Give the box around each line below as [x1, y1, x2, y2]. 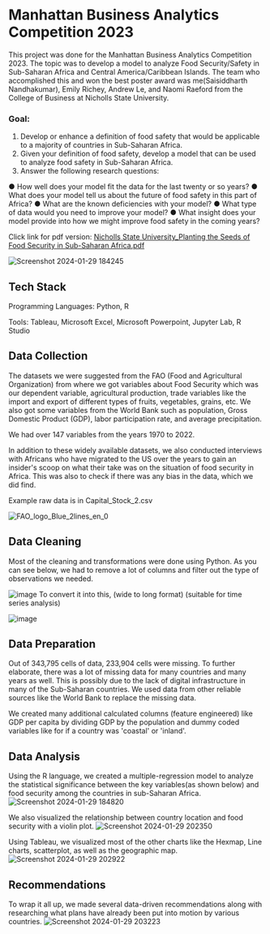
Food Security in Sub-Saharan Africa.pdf [8, 241, 145, 251]
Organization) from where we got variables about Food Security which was [8, 379, 259, 389]
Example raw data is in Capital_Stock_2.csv [8, 495, 153, 505]
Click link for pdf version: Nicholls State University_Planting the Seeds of [8, 232, 251, 242]
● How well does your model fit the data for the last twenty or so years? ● [8, 182, 258, 192]
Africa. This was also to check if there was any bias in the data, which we [8, 471, 254, 480]
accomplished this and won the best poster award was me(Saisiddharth [8, 75, 248, 85]
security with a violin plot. [8, 821, 95, 831]
